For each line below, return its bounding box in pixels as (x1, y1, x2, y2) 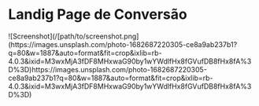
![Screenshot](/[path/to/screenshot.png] (8, 31, 139, 41)
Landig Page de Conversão (8, 5, 187, 24)
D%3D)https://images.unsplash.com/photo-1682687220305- (8, 64, 207, 74)
